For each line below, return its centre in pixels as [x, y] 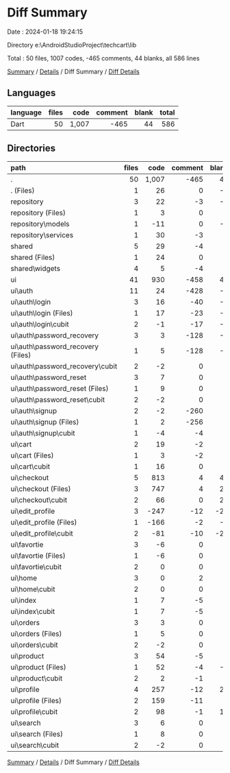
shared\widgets [35, 268]
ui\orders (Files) [36, 634]
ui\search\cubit [35, 745]
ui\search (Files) [37, 734]
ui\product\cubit [37, 678]
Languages [31, 93]
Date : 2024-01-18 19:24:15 [45, 32]
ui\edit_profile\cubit [42, 533]
